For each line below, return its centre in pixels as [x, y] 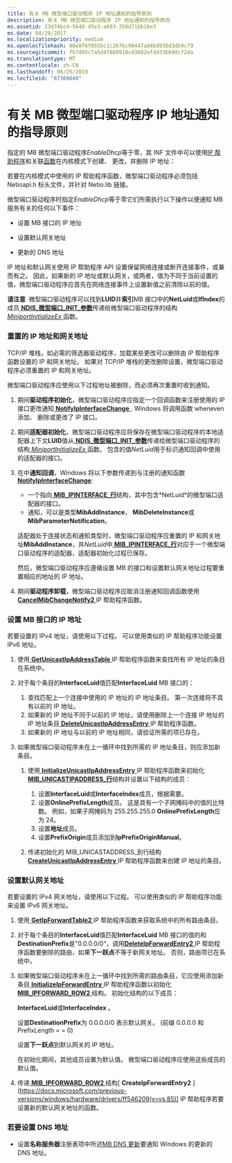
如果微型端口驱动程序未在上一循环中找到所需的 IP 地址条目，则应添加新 [119, 746]
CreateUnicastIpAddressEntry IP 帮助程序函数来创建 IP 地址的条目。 [126, 860]
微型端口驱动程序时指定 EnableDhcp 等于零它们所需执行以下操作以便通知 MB [115, 199]
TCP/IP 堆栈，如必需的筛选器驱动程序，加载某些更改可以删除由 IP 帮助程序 [114, 353]
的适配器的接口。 [42, 458]
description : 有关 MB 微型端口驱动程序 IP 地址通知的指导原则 [89, 20]
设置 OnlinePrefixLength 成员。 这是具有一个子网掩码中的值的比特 [131, 802]
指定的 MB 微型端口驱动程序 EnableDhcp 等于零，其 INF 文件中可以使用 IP [110, 153]
